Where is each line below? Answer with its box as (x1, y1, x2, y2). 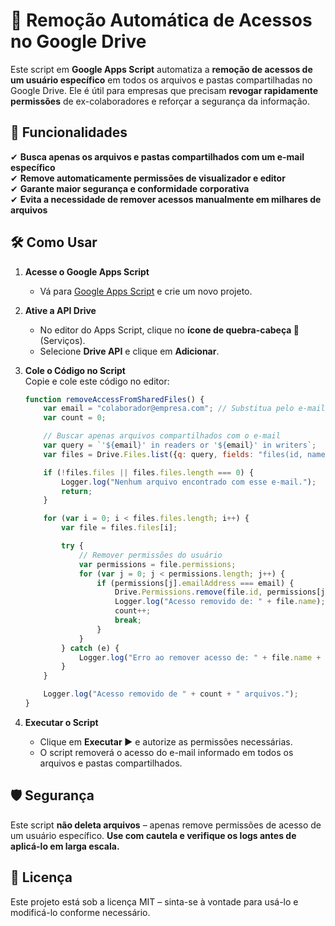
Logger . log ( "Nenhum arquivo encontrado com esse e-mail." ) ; (61, 477, 317, 487)
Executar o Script (24, 716, 99, 728)
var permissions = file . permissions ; (78, 559, 237, 569)
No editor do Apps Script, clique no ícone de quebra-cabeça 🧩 (39, 324, 300, 336)
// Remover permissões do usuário (78, 550, 223, 560)
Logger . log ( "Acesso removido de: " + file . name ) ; (114, 597, 326, 607)
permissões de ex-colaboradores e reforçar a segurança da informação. (10, 95, 310, 107)
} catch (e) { (61, 643, 120, 653)
